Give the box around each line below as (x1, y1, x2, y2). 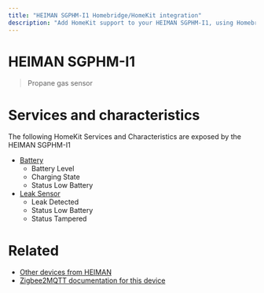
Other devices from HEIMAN (19, 268, 112, 277)
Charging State (31, 172, 80, 181)
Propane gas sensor (27, 79, 93, 88)
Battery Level (31, 164, 75, 174)
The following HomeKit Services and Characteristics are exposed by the (8, 132, 242, 141)
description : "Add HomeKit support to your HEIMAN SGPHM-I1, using (8, 19, 234, 27)
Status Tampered (31, 214, 87, 224)
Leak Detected (31, 197, 79, 207)
